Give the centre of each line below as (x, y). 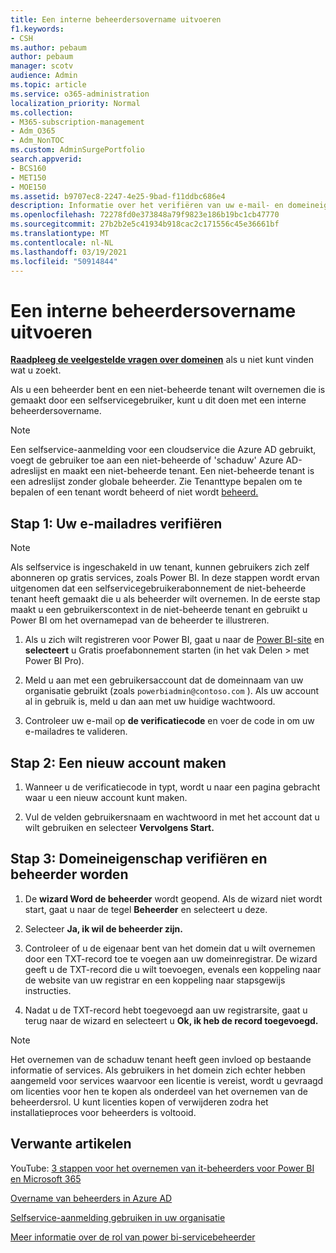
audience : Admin (44, 76)
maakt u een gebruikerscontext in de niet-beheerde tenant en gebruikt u (159, 610)
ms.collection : (42, 112)
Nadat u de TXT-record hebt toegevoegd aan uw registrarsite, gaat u (166, 1010)
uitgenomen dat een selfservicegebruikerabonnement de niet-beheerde (158, 588)
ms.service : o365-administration (80, 94)
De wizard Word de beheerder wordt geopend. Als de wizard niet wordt (173, 898)
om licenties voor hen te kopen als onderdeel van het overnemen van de (159, 1091)
